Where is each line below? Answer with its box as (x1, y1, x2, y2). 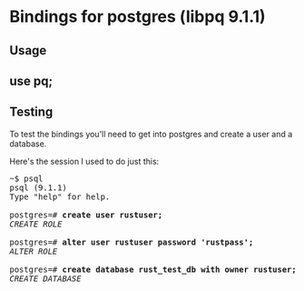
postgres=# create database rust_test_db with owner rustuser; (9, 264, 297, 275)
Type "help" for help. (9, 191, 111, 202)
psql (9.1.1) (9, 182, 68, 193)
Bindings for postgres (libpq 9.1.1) (9, 6, 266, 27)
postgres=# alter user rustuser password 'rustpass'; (9, 236, 254, 247)
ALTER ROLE (9, 246, 58, 256)
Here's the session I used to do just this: (9, 156, 160, 166)
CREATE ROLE (9, 218, 63, 229)
